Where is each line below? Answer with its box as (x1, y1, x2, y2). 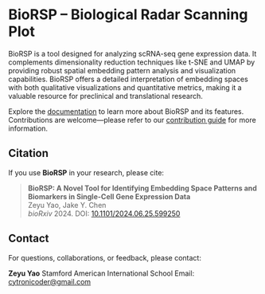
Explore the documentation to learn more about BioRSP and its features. (8, 106, 244, 116)
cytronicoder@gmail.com (8, 276, 92, 286)
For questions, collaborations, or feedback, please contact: (8, 253, 201, 262)
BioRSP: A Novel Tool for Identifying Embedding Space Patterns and (27, 183, 257, 193)
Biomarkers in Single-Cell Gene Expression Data (27, 191, 191, 201)
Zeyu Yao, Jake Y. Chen (27, 200, 107, 210)
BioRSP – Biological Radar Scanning (8, 6, 248, 24)
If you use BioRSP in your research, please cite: (8, 167, 165, 177)
